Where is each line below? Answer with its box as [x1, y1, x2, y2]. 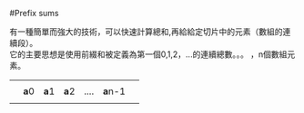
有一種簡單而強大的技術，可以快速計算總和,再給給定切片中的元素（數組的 [9, 26, 284, 37]
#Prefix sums [9, 8, 59, 18]
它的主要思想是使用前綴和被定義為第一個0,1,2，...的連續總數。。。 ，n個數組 [9, 49, 288, 60]
